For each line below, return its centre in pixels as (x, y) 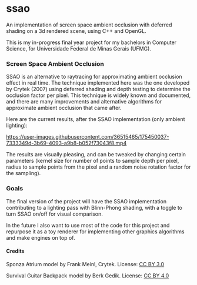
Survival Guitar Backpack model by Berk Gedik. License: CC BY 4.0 (88, 276)
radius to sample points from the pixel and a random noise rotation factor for (98, 167)
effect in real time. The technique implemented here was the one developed (98, 83)
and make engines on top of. (41, 237)
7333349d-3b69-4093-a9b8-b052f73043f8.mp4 (66, 143)
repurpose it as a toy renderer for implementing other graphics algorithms (95, 232)
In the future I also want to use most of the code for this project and (88, 225)
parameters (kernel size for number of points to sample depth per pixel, (93, 161)
